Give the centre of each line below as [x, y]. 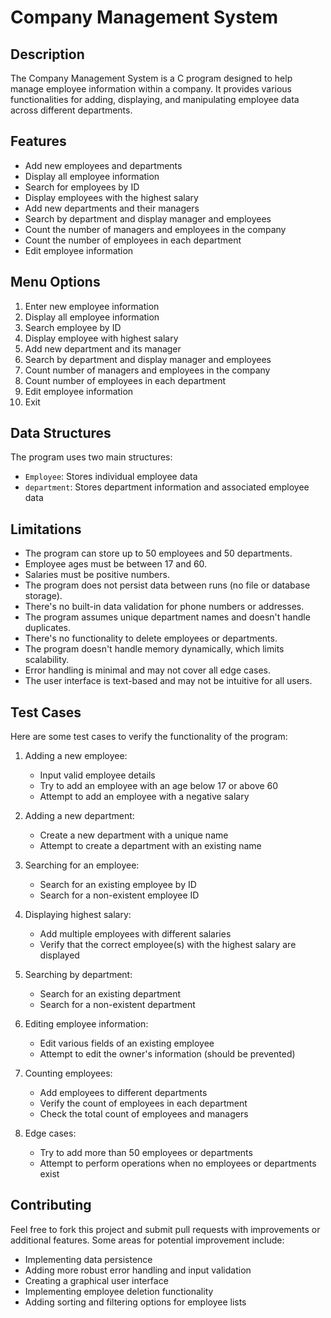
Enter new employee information [92, 306]
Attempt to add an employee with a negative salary [144, 797]
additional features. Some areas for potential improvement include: [147, 1240]
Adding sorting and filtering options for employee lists [135, 1302]
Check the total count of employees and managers [144, 1114]
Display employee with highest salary [101, 338]
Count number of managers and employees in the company [147, 370]
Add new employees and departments [103, 165]
